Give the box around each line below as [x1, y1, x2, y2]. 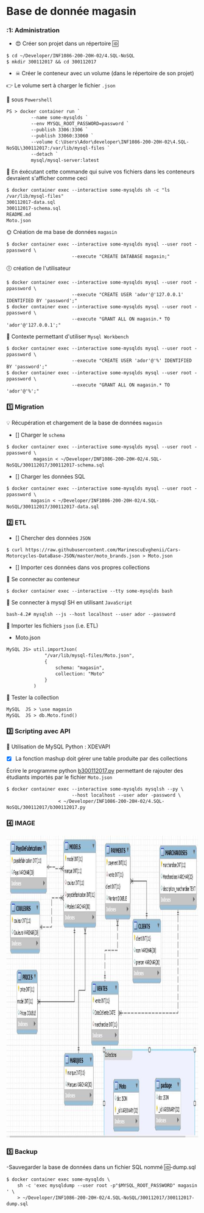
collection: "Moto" [55, 671, 105, 677]
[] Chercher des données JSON [15, 534, 91, 541]
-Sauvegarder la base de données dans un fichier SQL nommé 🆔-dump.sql [6, 1164, 196, 1171]
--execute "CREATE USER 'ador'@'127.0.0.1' [71, 292, 184, 298]
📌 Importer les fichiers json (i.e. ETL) [6, 622, 99, 629]
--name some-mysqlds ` [30, 115, 88, 121]
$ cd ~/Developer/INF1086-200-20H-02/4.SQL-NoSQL [6, 53, 135, 59]
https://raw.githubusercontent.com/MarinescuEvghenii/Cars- [25, 547, 181, 553]
